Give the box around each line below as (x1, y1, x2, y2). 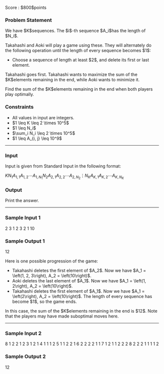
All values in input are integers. (12, 114, 75, 120)
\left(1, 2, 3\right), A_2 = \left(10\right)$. (12, 273, 92, 279)
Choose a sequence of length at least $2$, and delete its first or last (12, 57, 149, 63)
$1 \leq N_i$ (12, 125, 37, 131)
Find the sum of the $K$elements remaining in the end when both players (5, 86, 153, 92)
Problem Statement (5, 17, 52, 23)
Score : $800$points (5, 5, 47, 10)
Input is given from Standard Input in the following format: (5, 163, 121, 169)
